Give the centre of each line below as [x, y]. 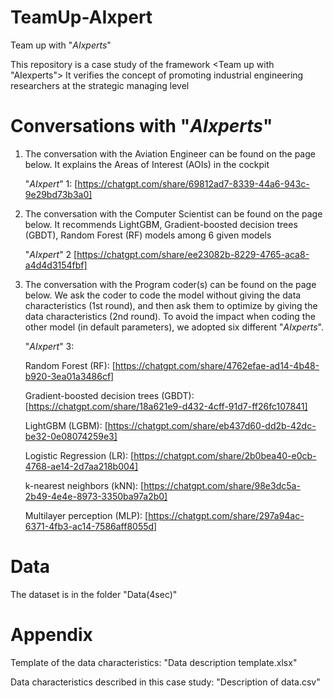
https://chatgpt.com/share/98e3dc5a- [222, 485]
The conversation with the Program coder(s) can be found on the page [170, 284]
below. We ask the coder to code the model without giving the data [163, 295]
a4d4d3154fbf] [56, 265]
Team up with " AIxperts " [61, 45]
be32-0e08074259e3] [71, 436]
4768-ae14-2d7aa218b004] [81, 466]
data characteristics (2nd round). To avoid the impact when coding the [170, 316]
